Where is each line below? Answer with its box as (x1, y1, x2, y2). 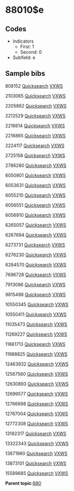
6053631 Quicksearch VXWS (5, 182, 66, 188)
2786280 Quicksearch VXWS (5, 162, 67, 168)
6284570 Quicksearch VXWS (5, 261, 67, 268)
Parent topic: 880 (5, 480, 42, 486)
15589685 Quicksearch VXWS (5, 470, 68, 476)
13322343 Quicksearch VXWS (5, 440, 69, 446)
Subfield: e (12, 54, 35, 60)
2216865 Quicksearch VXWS (5, 132, 66, 138)
